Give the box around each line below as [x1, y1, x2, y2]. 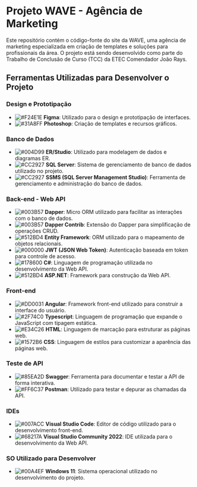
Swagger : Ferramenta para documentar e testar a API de [45, 373, 185, 380]
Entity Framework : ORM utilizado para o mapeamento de [44, 234, 185, 241]
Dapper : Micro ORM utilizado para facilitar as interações [45, 209, 183, 216]
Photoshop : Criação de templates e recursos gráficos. [43, 120, 177, 127]
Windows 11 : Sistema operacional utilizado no [45, 468, 158, 475]
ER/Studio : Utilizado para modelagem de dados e [45, 148, 167, 156]
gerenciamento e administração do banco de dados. [14, 180, 143, 187]
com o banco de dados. [14, 215, 73, 222]
